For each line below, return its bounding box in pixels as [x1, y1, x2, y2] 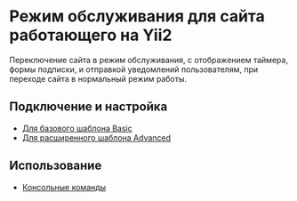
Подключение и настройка [9, 100, 168, 115]
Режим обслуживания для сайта [9, 6, 265, 27]
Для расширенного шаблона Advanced [21, 132, 172, 143]
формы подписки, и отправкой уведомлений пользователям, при [9, 64, 259, 75]
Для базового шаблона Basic [21, 123, 132, 133]
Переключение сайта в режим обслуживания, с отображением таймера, [9, 54, 289, 65]
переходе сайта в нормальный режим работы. [9, 73, 187, 84]
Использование [9, 158, 102, 173]
